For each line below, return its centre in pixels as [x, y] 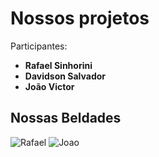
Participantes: [39, 46]
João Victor [49, 86]
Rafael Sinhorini [58, 65]
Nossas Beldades [66, 118]
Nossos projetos [80, 18]
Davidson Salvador [65, 76]
